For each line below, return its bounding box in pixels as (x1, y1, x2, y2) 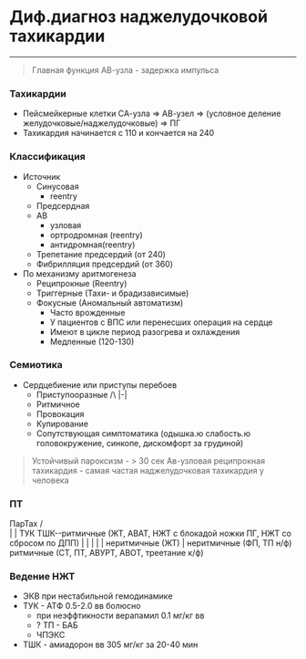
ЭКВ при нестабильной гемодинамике (22, 591, 173, 601)
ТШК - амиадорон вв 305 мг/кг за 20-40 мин (22, 639, 199, 650)
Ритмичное (36, 399, 80, 410)
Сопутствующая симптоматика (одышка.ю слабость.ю (36, 427, 251, 439)
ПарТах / (9, 518, 44, 529)
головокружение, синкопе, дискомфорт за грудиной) (36, 437, 244, 448)
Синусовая (36, 181, 79, 192)
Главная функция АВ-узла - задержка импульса (31, 64, 219, 75)
